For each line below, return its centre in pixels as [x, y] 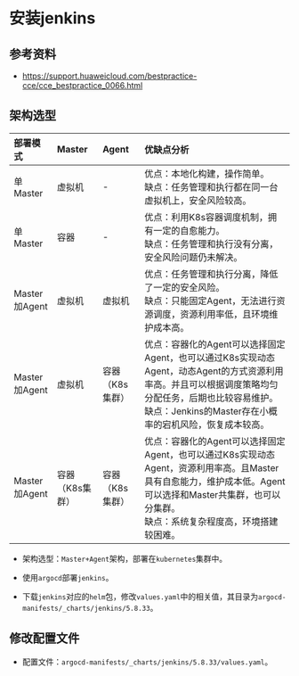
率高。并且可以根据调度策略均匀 [211, 384]
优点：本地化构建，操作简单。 [207, 173]
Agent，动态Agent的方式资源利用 [214, 371]
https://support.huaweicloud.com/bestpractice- [109, 76]
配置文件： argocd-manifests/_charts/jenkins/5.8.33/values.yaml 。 [147, 662]
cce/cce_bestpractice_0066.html [82, 85]
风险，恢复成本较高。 [225, 425]
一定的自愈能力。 [189, 230]
